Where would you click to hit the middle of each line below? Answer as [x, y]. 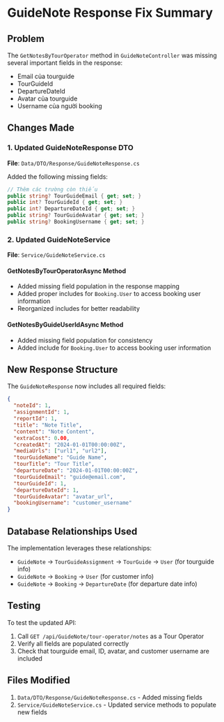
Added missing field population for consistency [85, 340]
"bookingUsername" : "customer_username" [73, 503]
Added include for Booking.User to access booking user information [114, 348]
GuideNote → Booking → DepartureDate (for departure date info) [107, 584]
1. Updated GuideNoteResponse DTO [70, 148]
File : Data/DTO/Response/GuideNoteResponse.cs [74, 163]
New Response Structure [63, 370]
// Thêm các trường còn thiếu [53, 189]
